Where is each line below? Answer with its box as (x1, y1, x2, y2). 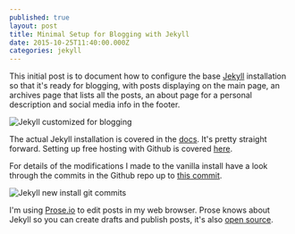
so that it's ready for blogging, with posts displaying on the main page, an (9, 80, 280, 91)
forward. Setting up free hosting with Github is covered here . (9, 144, 233, 155)
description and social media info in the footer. (9, 99, 181, 110)
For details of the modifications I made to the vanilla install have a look (9, 161, 268, 171)
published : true (9, 13, 70, 22)
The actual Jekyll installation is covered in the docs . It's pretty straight (9, 134, 267, 145)
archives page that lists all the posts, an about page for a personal (9, 90, 253, 101)
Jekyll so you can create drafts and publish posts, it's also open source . (9, 214, 274, 225)
